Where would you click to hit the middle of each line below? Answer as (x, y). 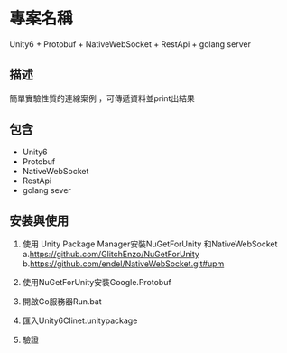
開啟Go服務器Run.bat (62, 302)
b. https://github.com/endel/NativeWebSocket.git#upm (123, 264)
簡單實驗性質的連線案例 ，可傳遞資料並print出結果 (102, 98)
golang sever (47, 190)
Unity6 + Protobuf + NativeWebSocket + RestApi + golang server (130, 44)
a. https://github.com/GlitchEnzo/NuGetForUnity (111, 255)
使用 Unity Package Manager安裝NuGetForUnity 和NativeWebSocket (150, 244)
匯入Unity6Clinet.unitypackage (80, 320)
